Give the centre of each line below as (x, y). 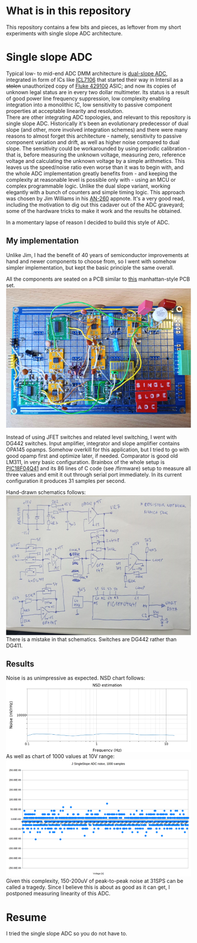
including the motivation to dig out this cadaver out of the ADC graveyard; (95, 205)
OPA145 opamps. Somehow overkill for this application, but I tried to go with (98, 450)
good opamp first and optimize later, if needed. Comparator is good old (92, 456)
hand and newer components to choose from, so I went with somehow (91, 261)
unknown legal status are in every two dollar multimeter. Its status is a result (98, 92)
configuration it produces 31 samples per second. (66, 481)
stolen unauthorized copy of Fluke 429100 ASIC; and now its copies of (91, 86)
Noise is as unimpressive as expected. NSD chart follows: (76, 678)
